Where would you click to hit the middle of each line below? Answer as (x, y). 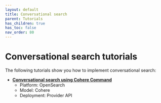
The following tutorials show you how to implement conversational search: (81, 70)
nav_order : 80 (20, 32)
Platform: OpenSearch (42, 85)
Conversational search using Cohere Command (62, 79)
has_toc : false (21, 28)
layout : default (22, 10)
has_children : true (25, 23)
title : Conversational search (36, 14)
